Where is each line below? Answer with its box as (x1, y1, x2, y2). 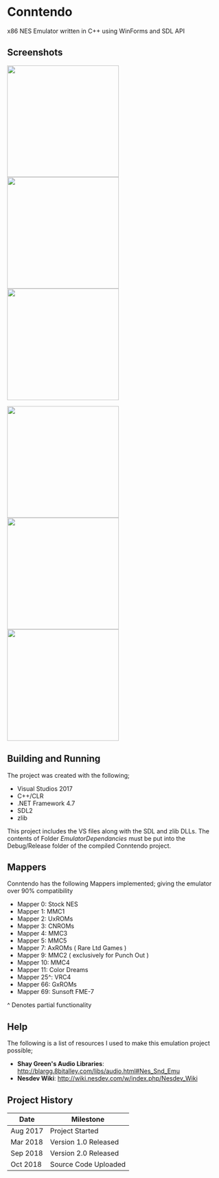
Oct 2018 (10, 1159, 43, 1169)
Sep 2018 (10, 1148, 43, 1157)
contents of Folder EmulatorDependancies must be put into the (7, 834, 185, 842)
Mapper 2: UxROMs (16, 914, 73, 923)
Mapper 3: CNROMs (16, 922, 74, 930)
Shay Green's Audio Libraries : (16, 1060, 104, 1068)
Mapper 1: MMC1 (16, 908, 65, 916)
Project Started (50, 1127, 99, 1135)
